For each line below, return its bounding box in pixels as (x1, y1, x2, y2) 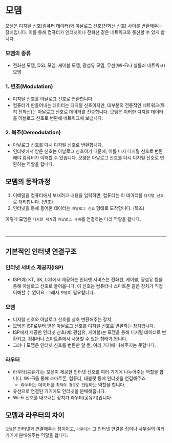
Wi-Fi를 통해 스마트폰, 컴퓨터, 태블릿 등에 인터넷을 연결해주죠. (24, 375, 147, 381)
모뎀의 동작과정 (5, 178, 51, 186)
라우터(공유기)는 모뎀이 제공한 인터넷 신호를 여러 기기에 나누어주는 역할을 (12, 368, 159, 375)
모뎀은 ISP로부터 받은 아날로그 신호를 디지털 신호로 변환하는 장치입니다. (12, 323, 155, 329)
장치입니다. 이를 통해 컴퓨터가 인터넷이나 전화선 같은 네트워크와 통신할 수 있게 (5, 29, 160, 35)
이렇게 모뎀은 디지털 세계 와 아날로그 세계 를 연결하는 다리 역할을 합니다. (5, 216, 141, 222)
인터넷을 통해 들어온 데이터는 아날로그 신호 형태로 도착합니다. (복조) (12, 205, 145, 211)
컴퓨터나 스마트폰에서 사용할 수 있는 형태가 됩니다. (28, 335, 128, 342)
